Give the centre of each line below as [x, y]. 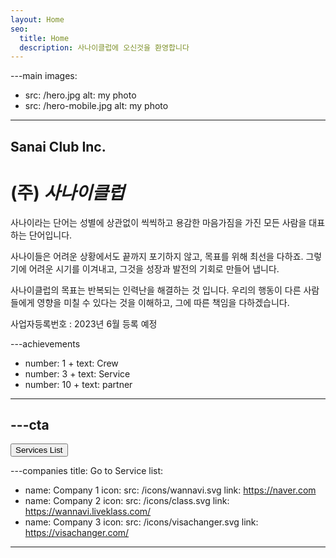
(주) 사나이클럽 [67, 192]
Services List [39, 450]
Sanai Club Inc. [58, 146]
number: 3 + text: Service [77, 373]
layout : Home [37, 19]
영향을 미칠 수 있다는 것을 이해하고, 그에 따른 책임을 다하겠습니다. [163, 302]
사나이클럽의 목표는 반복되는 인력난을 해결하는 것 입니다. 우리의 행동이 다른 [156, 290]
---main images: [44, 76]
